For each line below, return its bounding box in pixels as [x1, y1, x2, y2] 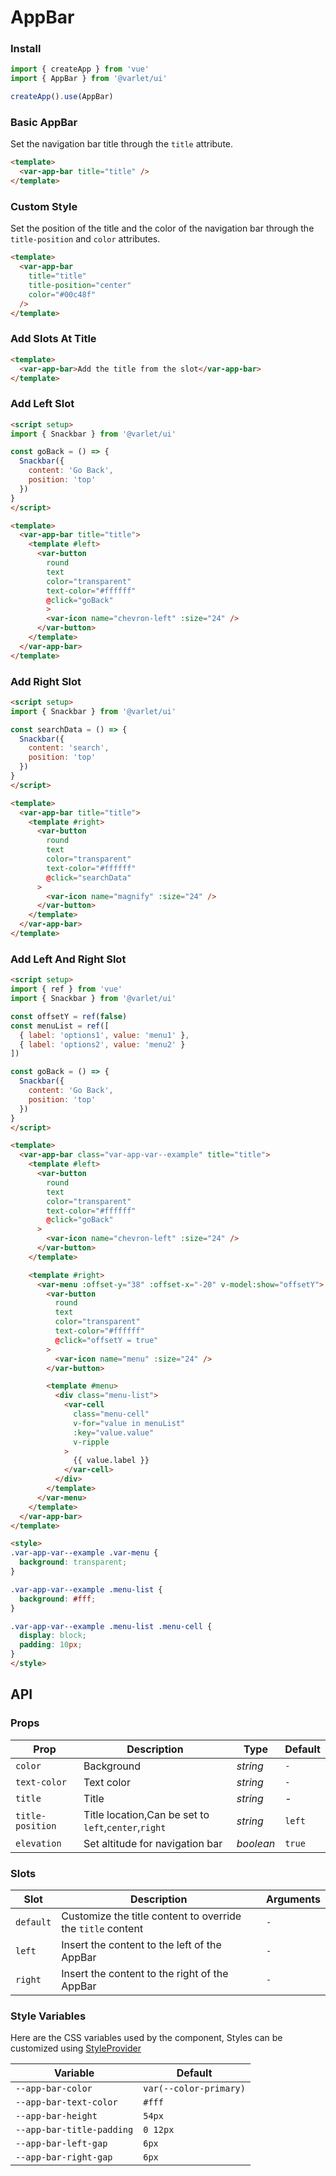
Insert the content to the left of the [61, 1937, 222, 1951]
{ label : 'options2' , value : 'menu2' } [19, 1039, 186, 1050]
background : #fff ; [19, 1594, 97, 1604]
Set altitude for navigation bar [83, 1836, 223, 1850]
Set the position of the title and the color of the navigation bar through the [10, 222, 315, 235]
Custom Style [10, 199, 78, 213]
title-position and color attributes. [10, 233, 161, 245]
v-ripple [73, 1437, 110, 1447]
